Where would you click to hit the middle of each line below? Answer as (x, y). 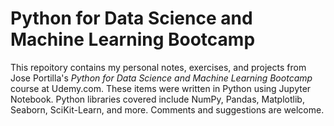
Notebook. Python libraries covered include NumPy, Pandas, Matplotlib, (157, 99)
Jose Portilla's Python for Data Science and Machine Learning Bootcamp (161, 78)
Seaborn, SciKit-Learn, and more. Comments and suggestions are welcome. (167, 109)
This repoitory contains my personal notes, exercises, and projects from (158, 67)
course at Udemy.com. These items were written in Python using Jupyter (161, 88)
